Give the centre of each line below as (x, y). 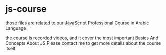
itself (11, 48)
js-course (26, 9)
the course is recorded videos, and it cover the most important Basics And (82, 38)
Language (16, 28)
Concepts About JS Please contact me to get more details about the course (83, 43)
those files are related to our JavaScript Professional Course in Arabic (77, 23)
